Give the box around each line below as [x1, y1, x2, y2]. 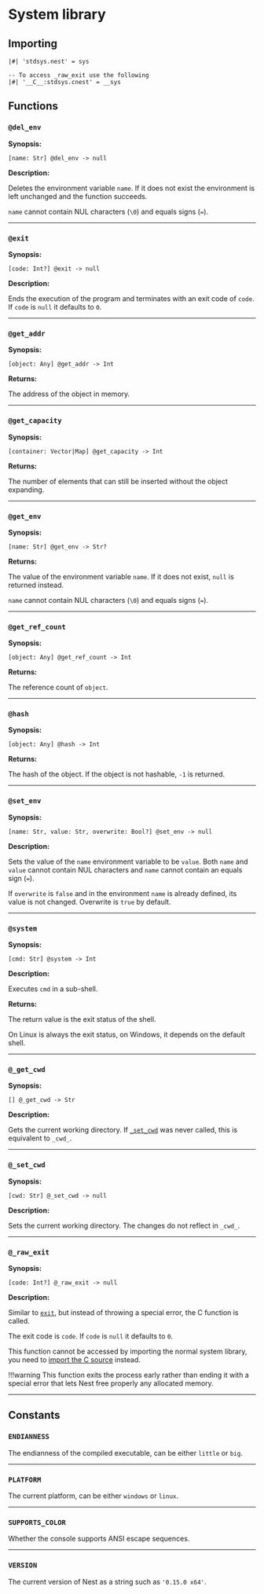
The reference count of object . [8, 682, 108, 692]
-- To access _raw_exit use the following [8, 72, 149, 79]
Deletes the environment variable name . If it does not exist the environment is [8, 183, 255, 193]
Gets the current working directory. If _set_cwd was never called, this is [8, 1126, 238, 1135]
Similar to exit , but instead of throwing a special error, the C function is [8, 1307, 239, 1317]
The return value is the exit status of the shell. [8, 1015, 156, 1024]
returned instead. [8, 580, 64, 589]
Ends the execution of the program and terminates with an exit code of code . [8, 293, 255, 303]
